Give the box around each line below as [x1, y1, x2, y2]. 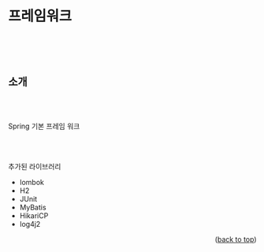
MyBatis [19, 202, 46, 212]
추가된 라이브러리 [8, 161, 61, 171]
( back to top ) [214, 234, 257, 244]
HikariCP [19, 210, 49, 220]
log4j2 [19, 219, 41, 228]
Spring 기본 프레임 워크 [8, 121, 80, 131]
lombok [19, 177, 45, 187]
